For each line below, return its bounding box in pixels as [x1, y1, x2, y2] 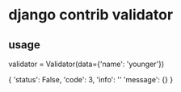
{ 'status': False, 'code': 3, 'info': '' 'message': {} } [8, 75, 174, 84]
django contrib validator [8, 6, 174, 24]
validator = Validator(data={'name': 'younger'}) [8, 59, 165, 69]
